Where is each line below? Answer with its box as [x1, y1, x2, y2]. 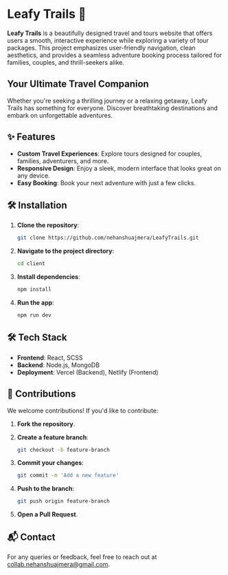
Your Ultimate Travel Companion [7, 79, 149, 90]
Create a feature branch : [16, 433, 89, 441]
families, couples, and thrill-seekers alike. [7, 58, 125, 66]
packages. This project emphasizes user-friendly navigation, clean [7, 43, 196, 52]
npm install [16, 286, 52, 293]
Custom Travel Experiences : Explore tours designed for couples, [16, 149, 203, 158]
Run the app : [16, 299, 55, 306]
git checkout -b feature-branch [16, 446, 110, 453]
